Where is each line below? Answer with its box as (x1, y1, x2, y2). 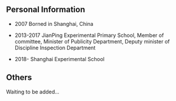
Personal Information (6, 5, 85, 15)
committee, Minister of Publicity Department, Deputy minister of (14, 38, 170, 45)
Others (6, 73, 32, 83)
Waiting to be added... (6, 88, 60, 95)
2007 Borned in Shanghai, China (14, 20, 94, 27)
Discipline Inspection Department (14, 44, 96, 51)
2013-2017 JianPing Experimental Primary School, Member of (14, 32, 164, 39)
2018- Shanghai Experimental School (14, 55, 105, 62)
